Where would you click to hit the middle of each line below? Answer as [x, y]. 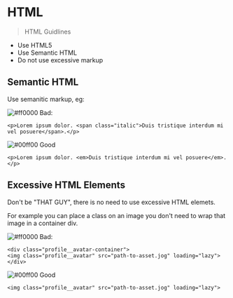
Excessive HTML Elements [66, 185]
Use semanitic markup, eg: [46, 99]
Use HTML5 [35, 45]
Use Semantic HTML [47, 53]
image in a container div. [43, 223]
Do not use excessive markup [60, 60]
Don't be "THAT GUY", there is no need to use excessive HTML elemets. [111, 202]
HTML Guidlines [48, 32]
